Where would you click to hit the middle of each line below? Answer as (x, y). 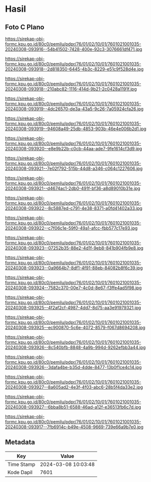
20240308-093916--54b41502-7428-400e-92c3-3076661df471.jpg (74, 49)
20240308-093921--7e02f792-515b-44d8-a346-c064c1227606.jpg (74, 168)
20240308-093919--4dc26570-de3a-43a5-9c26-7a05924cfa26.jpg (74, 109)
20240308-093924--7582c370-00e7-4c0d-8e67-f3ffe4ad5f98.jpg (73, 288)
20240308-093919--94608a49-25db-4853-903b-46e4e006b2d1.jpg (76, 129)
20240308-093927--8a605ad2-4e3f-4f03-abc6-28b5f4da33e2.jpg (74, 387)
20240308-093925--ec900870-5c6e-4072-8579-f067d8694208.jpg (75, 327)
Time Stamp (22, 464)
